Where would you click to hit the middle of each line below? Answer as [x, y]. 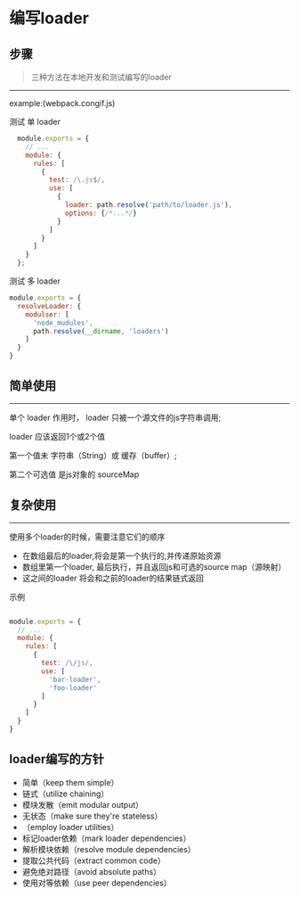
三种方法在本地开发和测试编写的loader [101, 77]
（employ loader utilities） [70, 827]
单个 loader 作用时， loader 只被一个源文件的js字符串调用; [115, 417]
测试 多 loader [35, 281]
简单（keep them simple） [70, 782]
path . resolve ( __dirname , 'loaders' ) [101, 331]
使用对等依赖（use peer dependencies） [97, 883]
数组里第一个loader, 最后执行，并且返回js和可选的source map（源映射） [154, 566]
